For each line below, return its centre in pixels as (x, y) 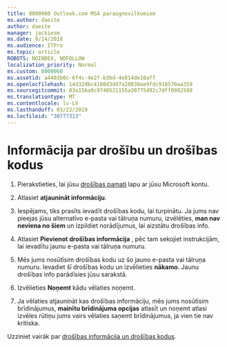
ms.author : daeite (33, 20)
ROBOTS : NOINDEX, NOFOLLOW (46, 59)
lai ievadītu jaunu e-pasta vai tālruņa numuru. (81, 246)
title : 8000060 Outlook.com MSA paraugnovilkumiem (81, 13)
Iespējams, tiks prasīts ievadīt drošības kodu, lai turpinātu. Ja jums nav (118, 210)
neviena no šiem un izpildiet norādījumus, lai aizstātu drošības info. (113, 226)
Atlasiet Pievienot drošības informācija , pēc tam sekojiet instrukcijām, (118, 239)
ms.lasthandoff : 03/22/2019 (48, 110)
